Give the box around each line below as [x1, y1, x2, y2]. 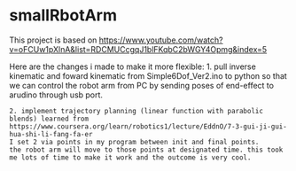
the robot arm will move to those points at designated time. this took [9, 145, 284, 154]
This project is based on [9, 35, 97, 45]
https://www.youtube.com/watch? [98, 35, 223, 45]
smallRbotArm [9, 5, 118, 26]
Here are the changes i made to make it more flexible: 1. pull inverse [9, 61, 257, 72]
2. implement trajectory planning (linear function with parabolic [9, 106, 264, 115]
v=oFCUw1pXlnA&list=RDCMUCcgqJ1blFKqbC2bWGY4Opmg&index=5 [9, 43, 268, 54]
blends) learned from [9, 114, 90, 123]
